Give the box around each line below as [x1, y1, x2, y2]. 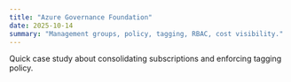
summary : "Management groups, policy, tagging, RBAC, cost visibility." [9, 29, 284, 38]
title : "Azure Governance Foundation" [9, 12, 153, 22]
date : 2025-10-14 [9, 21, 74, 30]
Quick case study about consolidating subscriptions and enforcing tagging [9, 54, 282, 64]
